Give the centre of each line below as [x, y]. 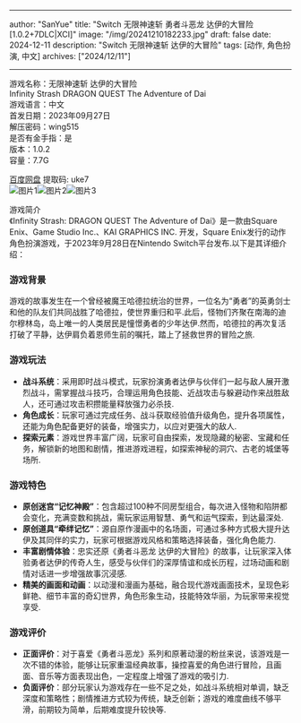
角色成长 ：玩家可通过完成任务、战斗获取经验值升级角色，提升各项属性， [155, 415]
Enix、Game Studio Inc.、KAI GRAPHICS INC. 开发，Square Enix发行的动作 [148, 232]
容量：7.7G [29, 160]
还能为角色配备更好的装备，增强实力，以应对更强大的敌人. [129, 426]
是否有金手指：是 [41, 138]
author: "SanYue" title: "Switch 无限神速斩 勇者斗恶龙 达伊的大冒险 [131, 24]
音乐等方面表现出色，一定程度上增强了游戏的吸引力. [133, 676]
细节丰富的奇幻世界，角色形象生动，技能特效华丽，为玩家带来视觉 [168, 596]
